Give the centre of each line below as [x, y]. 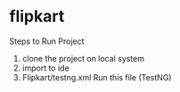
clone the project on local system [83, 58]
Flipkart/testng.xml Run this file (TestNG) [97, 77]
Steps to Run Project [47, 41]
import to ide [45, 68]
